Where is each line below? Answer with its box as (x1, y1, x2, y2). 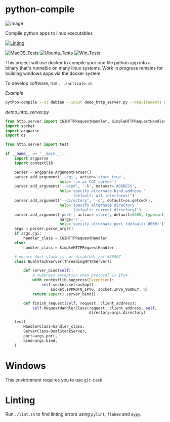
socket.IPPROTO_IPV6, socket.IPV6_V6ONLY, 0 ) (50, 287, 148, 292)
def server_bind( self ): (23, 268, 73, 273)
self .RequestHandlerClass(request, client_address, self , (32, 305, 157, 311)
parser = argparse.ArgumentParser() (14, 170, 92, 175)
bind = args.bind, (23, 338, 58, 343)
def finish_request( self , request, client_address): (23, 300, 137, 306)
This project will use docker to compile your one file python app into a (5, 59, 151, 65)
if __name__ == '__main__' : (5, 151, 65, 157)
